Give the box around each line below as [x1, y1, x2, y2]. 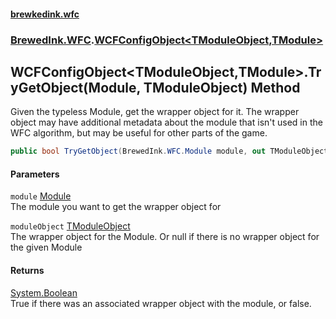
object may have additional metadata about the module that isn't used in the [10, 116, 323, 129]
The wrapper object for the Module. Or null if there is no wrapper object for [10, 231, 320, 243]
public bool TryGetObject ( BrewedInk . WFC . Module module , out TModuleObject [10, 146, 329, 157]
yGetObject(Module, [10, 79, 141, 96]
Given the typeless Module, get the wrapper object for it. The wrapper [10, 106, 300, 118]
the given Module [10, 241, 83, 254]
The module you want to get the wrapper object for [10, 201, 222, 213]
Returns [10, 265, 45, 276]
